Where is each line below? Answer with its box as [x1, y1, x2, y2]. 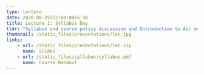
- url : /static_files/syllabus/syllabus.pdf [17, 54, 132, 60]
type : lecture [6, 8, 42, 15]
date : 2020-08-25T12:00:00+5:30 [6, 15, 88, 21]
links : [6, 37, 23, 43]
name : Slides [22, 48, 56, 54]
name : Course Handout [22, 59, 78, 65]
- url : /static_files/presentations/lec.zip [17, 43, 132, 49]
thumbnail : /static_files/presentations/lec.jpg [6, 31, 132, 37]
